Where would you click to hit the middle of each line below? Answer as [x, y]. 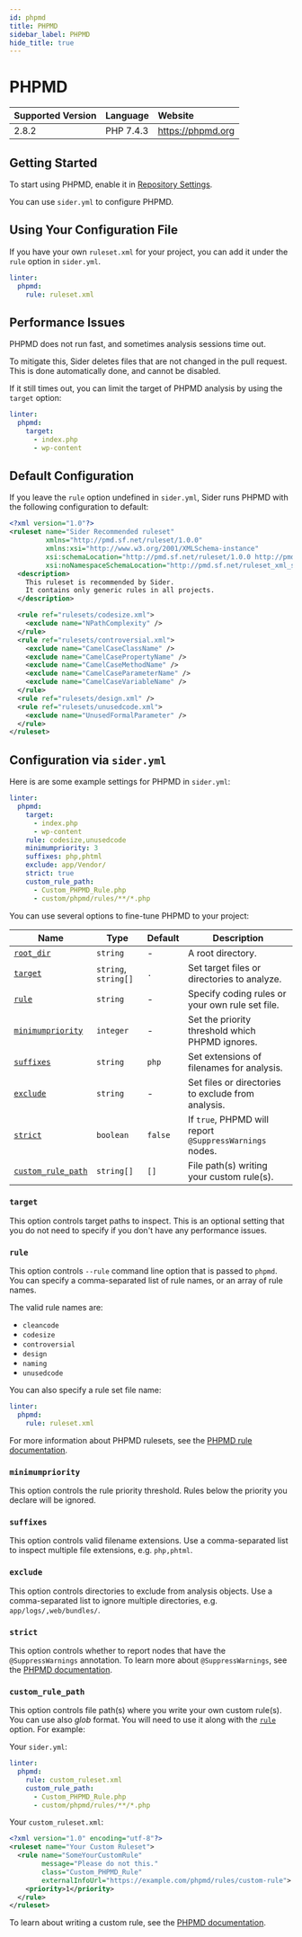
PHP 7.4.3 [127, 131]
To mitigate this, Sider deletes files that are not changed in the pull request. [148, 361]
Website [176, 116]
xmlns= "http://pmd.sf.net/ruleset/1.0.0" [124, 540]
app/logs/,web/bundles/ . [55, 1610]
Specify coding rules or [237, 993]
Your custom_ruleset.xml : [57, 1822]
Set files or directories [235, 1082]
